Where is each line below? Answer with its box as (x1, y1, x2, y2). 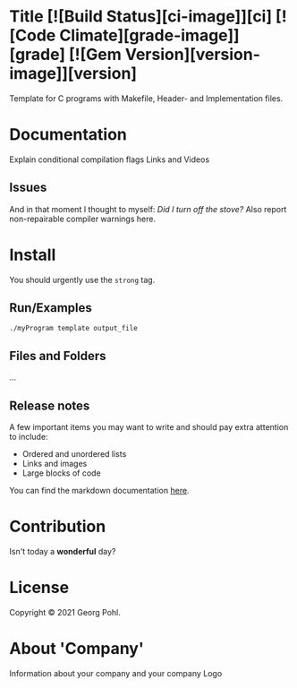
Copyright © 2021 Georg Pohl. (9, 606, 121, 617)
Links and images (21, 459, 88, 469)
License (9, 578, 70, 598)
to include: (9, 432, 48, 443)
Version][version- (124, 45, 261, 64)
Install (9, 245, 56, 265)
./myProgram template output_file (9, 324, 139, 333)
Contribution (9, 517, 106, 537)
